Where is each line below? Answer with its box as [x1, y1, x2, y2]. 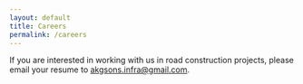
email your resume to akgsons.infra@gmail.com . [9, 64, 191, 75]
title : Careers [9, 22, 67, 31]
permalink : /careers [9, 30, 88, 39]
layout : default [9, 13, 71, 23]
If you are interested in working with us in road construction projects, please [9, 55, 295, 66]
